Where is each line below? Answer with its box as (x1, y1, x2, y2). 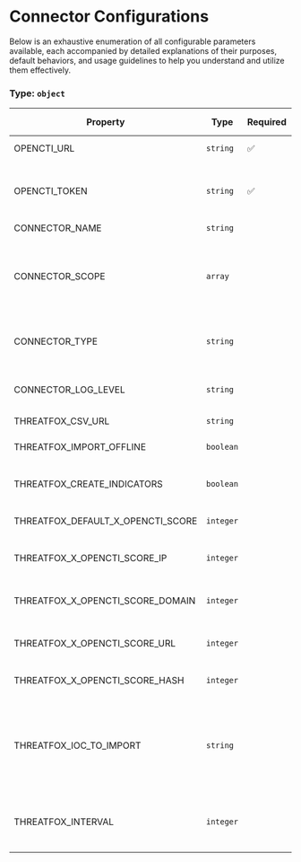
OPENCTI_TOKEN (13, 185, 88, 198)
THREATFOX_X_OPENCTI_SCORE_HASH (13, 674, 185, 687)
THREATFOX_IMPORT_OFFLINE (13, 441, 146, 453)
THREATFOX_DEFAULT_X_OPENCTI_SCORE (13, 515, 198, 527)
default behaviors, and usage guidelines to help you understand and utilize (9, 55, 285, 66)
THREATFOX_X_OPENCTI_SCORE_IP (13, 552, 168, 565)
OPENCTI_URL (13, 142, 75, 154)
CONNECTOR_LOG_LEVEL (13, 383, 125, 396)
